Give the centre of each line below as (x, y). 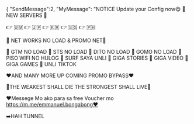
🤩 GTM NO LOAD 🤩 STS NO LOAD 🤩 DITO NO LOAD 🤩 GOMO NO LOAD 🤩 (94, 52)
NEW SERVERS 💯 (27, 15)
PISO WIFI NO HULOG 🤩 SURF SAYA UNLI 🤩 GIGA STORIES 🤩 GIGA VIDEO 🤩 (97, 58)
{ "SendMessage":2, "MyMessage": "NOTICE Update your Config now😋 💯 (96, 9)
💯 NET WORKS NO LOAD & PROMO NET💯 (56, 40)
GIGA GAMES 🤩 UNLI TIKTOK (41, 64)
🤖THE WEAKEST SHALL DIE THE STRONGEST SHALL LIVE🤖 (79, 87)
